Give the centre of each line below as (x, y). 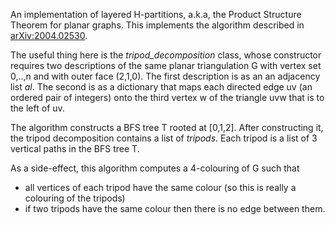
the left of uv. (37, 108)
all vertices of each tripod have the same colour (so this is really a (160, 187)
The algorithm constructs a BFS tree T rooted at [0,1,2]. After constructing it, (167, 127)
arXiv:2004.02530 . (49, 35)
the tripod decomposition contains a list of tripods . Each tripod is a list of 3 (164, 138)
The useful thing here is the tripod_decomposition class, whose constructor (166, 55)
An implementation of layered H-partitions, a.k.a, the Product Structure (156, 14)
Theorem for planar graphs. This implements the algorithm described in (157, 25)
